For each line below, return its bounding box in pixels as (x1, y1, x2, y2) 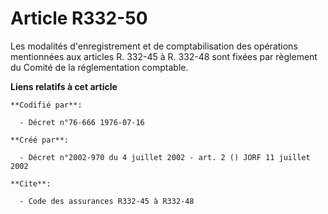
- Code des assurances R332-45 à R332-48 (19, 196, 195, 206)
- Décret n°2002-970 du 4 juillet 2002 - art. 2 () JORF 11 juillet (19, 152, 311, 162)
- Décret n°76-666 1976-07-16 (19, 117, 145, 127)
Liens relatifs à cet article (10, 80, 118, 92)
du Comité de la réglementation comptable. (10, 61, 189, 73)
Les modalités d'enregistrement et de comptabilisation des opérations (10, 40, 298, 52)
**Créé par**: (10, 135, 70, 145)
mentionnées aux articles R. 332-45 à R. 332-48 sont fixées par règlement (10, 50, 318, 62)
